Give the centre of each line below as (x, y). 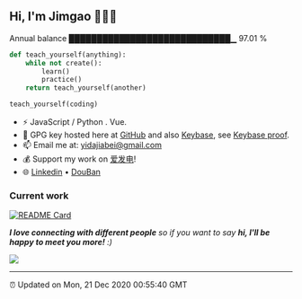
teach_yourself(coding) (54, 104)
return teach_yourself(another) (86, 88)
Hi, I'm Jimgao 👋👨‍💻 (63, 17)
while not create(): (64, 63)
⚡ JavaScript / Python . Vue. (75, 122)
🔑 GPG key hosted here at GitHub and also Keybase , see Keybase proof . (156, 135)
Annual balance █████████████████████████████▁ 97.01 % (138, 38)
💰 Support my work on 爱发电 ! (79, 159)
